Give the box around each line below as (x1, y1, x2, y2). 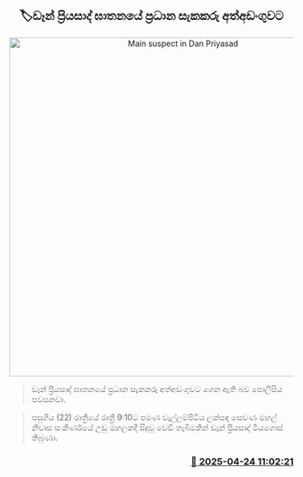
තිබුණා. (31, 432, 59, 443)
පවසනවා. (31, 393, 66, 405)
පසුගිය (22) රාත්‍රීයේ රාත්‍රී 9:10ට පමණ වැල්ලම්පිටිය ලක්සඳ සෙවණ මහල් (31, 411, 278, 423)
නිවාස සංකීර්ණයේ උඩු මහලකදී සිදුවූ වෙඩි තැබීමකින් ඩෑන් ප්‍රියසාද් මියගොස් (31, 422, 284, 433)
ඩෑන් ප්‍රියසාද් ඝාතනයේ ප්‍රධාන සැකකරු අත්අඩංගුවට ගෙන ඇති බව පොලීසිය (31, 383, 283, 394)
